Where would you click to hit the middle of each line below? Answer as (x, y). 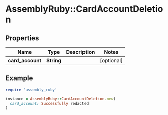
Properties (22, 38)
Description (80, 52)
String (54, 61)
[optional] (111, 61)
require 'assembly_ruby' (31, 90)
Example (19, 78)
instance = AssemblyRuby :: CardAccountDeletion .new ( (60, 99)
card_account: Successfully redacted (49, 103)
